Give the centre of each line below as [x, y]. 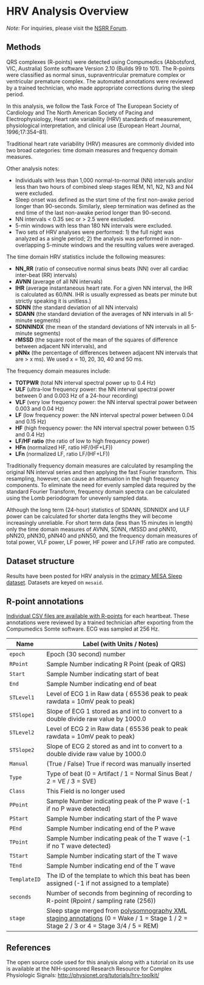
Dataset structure [40, 561]
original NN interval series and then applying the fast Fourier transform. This [102, 472]
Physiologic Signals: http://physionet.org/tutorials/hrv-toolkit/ [83, 975]
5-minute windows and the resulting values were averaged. [121, 245]
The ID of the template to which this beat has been [118, 876]
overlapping [30, 245]
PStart [19, 819]
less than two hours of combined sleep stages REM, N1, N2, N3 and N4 [104, 186]
